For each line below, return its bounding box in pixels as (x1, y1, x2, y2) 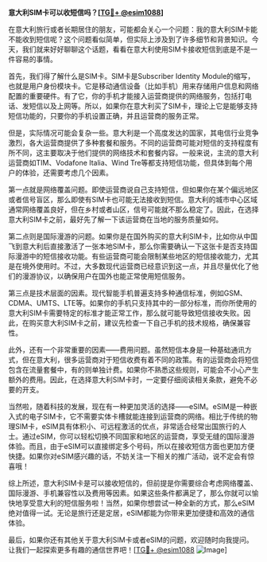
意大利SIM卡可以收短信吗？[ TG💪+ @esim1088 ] (8, 8, 164, 17)
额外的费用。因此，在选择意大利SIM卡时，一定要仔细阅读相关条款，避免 (8, 375, 244, 384)
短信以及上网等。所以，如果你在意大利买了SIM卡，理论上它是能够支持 (29, 101, 258, 111)
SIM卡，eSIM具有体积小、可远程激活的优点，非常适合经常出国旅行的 (14, 422, 240, 431)
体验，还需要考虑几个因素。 (21, 168, 113, 178)
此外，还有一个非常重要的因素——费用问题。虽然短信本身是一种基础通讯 (8, 345, 245, 354)
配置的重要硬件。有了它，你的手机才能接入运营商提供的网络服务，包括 (8, 92, 238, 100)
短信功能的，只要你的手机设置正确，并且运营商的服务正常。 (8, 111, 203, 120)
